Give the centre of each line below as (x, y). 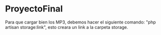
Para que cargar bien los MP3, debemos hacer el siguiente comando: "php (80, 22)
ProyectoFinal (34, 9)
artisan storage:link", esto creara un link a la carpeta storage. (67, 27)
